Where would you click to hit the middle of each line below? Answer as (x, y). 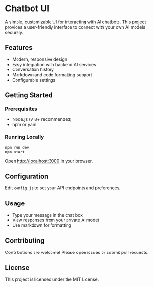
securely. (14, 32)
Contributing (25, 241)
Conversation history (33, 69)
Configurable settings (34, 80)
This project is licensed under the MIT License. (52, 279)
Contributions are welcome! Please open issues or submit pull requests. (77, 252)
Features (19, 47)
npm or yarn (24, 125)
